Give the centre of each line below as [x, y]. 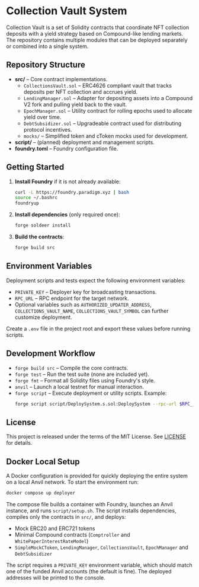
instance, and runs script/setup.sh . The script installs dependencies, [91, 511]
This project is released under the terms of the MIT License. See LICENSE [96, 436]
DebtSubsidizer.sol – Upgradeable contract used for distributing [102, 123]
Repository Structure [46, 65]
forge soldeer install [43, 226]
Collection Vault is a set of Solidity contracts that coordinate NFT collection [98, 27]
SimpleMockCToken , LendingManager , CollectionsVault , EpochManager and [101, 547]
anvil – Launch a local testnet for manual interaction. [79, 387]
